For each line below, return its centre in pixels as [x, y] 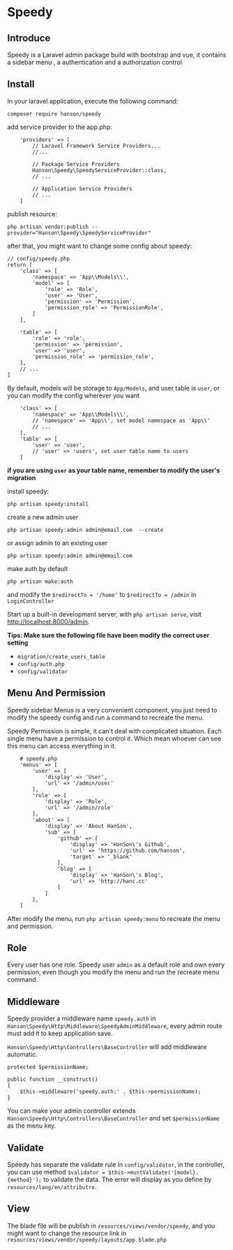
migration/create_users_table [61, 656]
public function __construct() [53, 1080]
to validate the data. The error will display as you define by [127, 1179]
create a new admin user [43, 517]
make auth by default [38, 568]
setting [18, 642]
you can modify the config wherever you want [73, 395]
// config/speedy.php [39, 259]
